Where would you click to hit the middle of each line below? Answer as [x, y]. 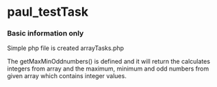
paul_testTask [48, 12]
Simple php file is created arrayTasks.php [66, 48]
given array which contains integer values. [67, 76]
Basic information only [46, 34]
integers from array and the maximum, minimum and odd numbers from [108, 69]
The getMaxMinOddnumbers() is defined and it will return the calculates [109, 62]
